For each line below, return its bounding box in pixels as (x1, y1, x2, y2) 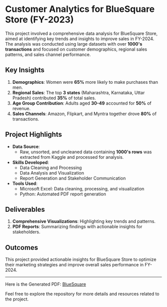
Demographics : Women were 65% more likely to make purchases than (12, 79, 158, 85)
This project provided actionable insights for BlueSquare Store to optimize (5, 256, 157, 262)
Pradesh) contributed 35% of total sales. (12, 95, 96, 101)
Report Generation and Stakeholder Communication (19, 175, 126, 181)
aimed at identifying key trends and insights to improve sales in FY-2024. (5, 36, 155, 42)
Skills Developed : (12, 159, 49, 165)
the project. (5, 296, 29, 302)
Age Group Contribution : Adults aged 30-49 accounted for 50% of (12, 100, 152, 106)
